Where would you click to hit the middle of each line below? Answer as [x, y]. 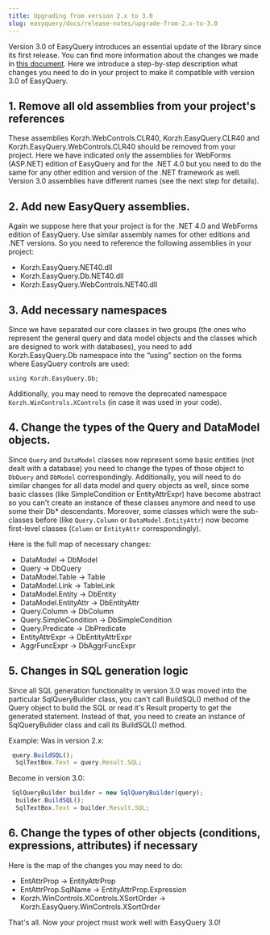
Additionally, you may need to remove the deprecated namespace [118, 394]
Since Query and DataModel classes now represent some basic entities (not [131, 459]
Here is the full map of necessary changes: [80, 544]
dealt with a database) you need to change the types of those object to [126, 468]
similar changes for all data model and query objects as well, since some [129, 485]
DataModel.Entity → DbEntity [68, 594]
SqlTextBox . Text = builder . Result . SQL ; [83, 808]
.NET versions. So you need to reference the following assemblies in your [130, 243]
